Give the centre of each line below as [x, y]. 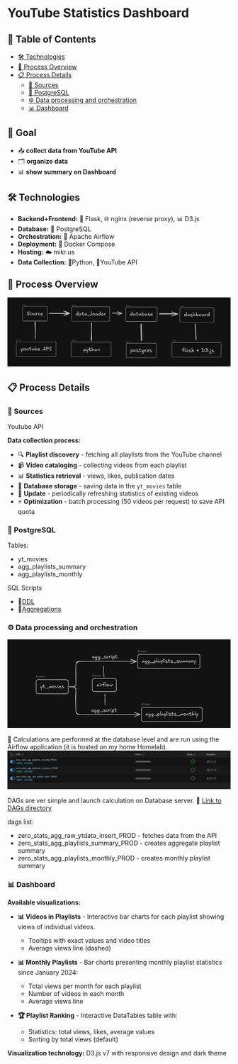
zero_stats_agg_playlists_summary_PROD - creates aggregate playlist [119, 843]
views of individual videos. [56, 927]
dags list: [21, 822]
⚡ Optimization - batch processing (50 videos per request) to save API [121, 502]
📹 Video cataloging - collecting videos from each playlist [102, 465]
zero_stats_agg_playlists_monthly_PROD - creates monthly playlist [114, 858]
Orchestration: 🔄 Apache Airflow [66, 236]
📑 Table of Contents [52, 39]
